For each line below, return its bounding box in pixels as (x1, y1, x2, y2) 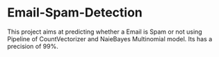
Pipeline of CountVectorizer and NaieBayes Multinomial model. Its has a (7, 34, 213, 43)
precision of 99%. (7, 42, 59, 50)
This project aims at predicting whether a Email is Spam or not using (7, 27, 203, 36)
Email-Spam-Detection (7, 5, 143, 21)
